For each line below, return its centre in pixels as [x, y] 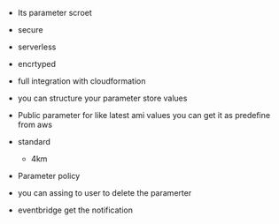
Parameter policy [49, 176]
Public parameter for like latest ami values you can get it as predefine [144, 115]
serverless [37, 47]
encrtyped [36, 64]
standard [34, 142]
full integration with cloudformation [81, 81]
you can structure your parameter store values [102, 98]
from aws [35, 124]
